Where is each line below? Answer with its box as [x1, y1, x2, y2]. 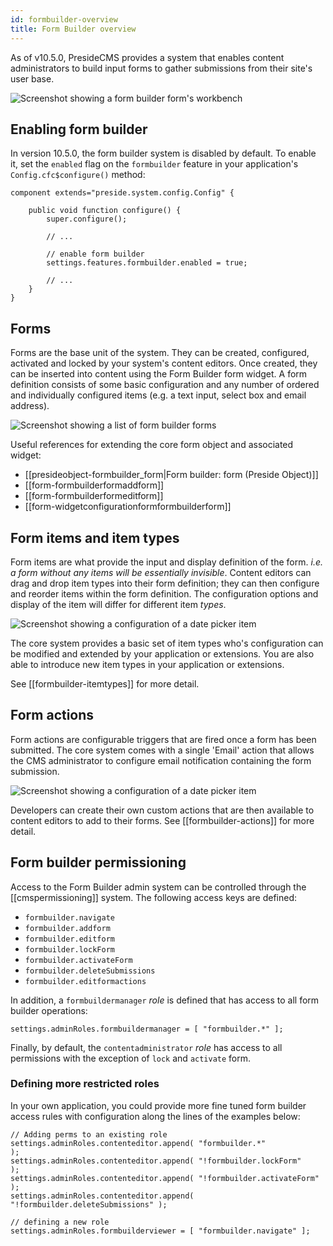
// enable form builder [46, 249, 145, 260]
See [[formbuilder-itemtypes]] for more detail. [10, 677, 200, 690]
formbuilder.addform [24, 923, 111, 933]
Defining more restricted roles [10, 1077, 160, 1091]
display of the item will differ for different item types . [10, 598, 227, 610]
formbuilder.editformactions [24, 976, 147, 986]
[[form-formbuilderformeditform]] [24, 490, 164, 502]
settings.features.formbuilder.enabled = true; [46, 258, 248, 268]
